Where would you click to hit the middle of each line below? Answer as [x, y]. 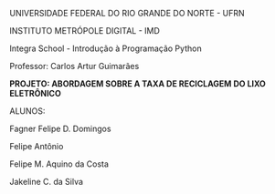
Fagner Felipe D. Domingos [60, 128]
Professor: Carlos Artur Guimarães [74, 66]
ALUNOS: [27, 111]
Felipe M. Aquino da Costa [59, 164]
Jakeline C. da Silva [47, 182]
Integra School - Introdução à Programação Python [106, 48]
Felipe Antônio [37, 146]
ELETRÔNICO [35, 93]
